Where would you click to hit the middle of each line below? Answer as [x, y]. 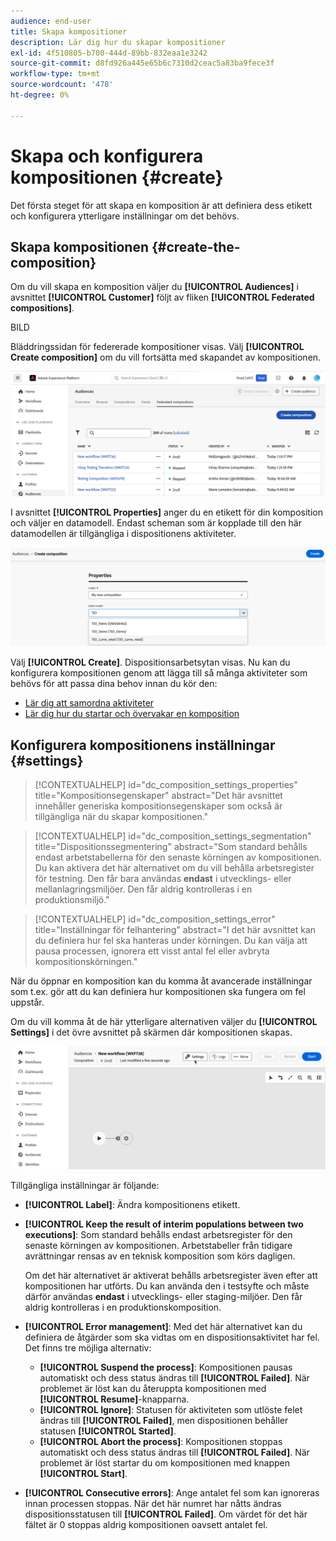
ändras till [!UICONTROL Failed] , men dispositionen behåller [164, 1421]
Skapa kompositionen [79, 246]
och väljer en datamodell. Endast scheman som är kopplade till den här [156, 522]
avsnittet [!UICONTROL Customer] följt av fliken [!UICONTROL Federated [162, 297]
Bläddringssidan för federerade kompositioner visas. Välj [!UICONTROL [157, 347]
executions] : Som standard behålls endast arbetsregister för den [158, 1235]
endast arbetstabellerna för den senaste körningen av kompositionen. [178, 857]
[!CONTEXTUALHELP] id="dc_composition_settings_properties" [166, 784]
